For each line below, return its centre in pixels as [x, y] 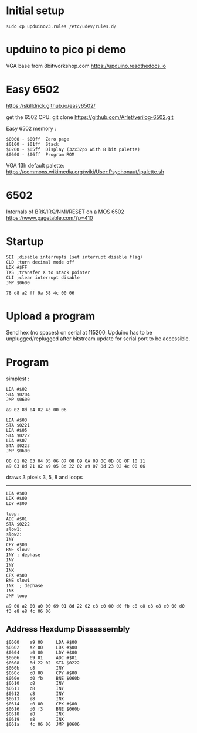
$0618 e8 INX [35, 714]
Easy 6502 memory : [31, 128]
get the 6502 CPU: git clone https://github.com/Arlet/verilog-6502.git [90, 117]
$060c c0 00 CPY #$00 [42, 673]
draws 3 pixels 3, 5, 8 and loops [45, 477]
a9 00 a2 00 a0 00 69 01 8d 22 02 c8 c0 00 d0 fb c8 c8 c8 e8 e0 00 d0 [95, 606]
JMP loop [17, 596]
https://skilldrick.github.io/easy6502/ [51, 105]
